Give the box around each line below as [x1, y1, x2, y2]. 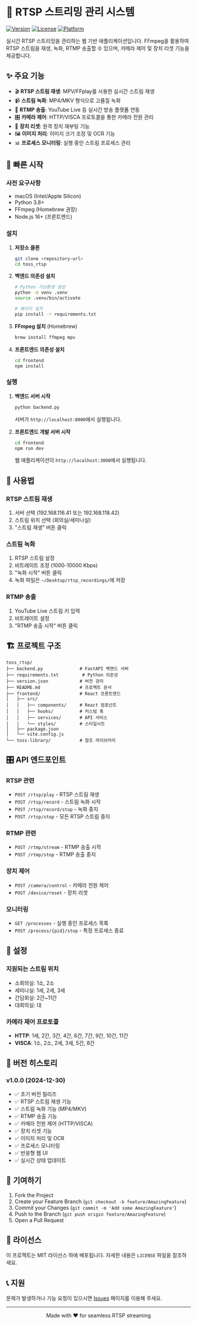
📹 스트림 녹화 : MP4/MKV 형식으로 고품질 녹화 [14, 96, 121, 104]
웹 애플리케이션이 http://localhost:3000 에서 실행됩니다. [14, 457, 147, 464]
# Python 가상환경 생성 [14, 284, 66, 290]
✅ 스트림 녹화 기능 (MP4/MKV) [14, 1105, 87, 1112]
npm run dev [14, 445, 44, 451]
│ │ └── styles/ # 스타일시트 [6, 721, 106, 727]
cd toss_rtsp [14, 261, 47, 267]
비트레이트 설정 [14, 614, 50, 621]
